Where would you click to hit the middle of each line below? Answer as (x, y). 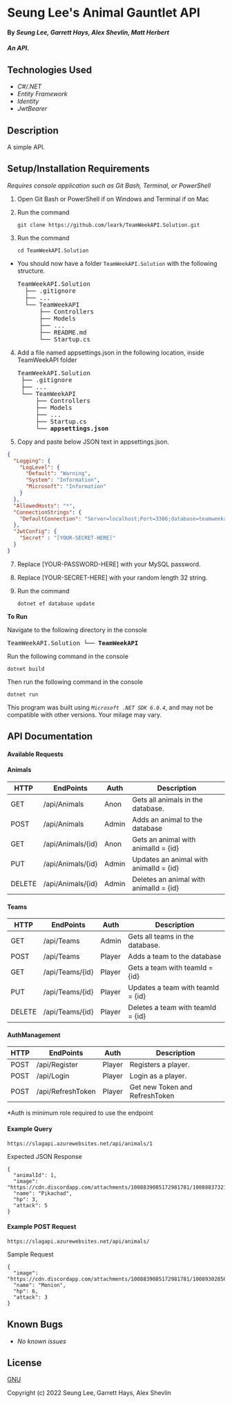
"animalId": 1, (35, 1175)
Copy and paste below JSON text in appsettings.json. (93, 442)
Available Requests (35, 754)
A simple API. (26, 147)
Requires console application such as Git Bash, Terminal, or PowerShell (109, 186)
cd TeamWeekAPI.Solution (53, 251)
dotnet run (23, 694)
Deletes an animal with (169, 879)
